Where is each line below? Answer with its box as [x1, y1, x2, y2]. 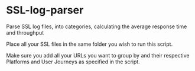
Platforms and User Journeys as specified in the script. [6, 58, 140, 65]
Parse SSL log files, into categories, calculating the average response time [6, 23, 187, 30]
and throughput [6, 29, 44, 36]
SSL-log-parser [6, 4, 84, 17]
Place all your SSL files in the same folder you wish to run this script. [6, 40, 173, 48]
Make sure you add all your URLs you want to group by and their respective [6, 52, 190, 59]
